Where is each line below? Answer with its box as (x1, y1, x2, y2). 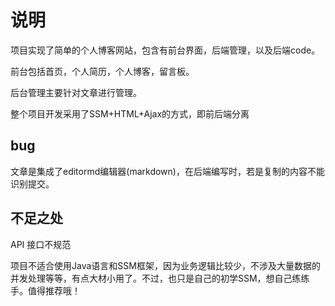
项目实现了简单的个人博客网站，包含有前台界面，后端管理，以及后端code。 (10, 44, 321, 56)
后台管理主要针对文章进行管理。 (10, 86, 142, 98)
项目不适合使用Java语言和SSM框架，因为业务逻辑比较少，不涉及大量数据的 (10, 259, 321, 271)
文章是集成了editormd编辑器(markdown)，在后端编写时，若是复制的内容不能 (10, 165, 325, 177)
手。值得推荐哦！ (10, 284, 81, 296)
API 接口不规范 (10, 238, 72, 250)
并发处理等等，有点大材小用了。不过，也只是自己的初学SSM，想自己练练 (10, 272, 310, 284)
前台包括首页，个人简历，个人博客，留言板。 (10, 65, 195, 77)
